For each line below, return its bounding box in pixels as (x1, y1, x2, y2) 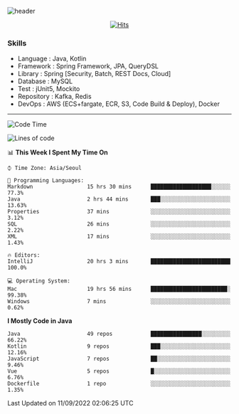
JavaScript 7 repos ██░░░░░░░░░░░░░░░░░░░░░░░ (7, 356, 231, 363)
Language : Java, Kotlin (17, 54, 87, 63)
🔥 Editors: (7, 252, 41, 259)
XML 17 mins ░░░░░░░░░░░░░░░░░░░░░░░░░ (7, 233, 231, 240)
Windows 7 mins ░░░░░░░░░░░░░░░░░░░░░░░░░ (7, 298, 231, 305)
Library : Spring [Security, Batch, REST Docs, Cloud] (17, 70, 171, 78)
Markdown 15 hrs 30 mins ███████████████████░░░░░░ (7, 184, 231, 191)
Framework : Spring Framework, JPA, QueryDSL (17, 62, 159, 70)
